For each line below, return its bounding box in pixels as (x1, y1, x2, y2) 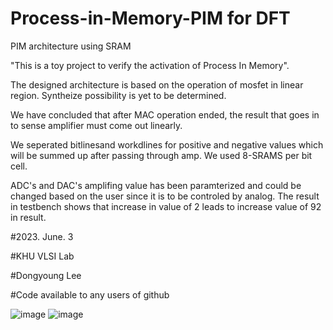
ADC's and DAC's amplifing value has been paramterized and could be (10, 179, 302, 191)
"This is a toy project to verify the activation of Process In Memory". (10, 59, 290, 71)
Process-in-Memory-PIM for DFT (10, 7, 291, 30)
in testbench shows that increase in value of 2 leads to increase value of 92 (10, 200, 322, 212)
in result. (10, 211, 47, 223)
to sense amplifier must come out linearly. (10, 119, 183, 131)
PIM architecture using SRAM (10, 40, 132, 52)
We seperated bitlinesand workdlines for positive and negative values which (10, 138, 324, 151)
